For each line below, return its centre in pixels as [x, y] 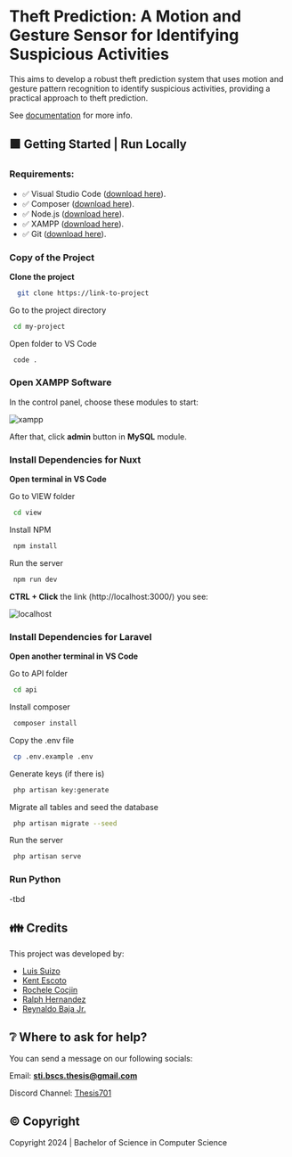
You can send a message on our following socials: [101, 1059]
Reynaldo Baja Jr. [54, 1009]
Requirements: [42, 174]
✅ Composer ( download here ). [78, 203]
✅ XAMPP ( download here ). [73, 224]
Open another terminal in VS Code [74, 656]
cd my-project [39, 326]
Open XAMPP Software [61, 382]
